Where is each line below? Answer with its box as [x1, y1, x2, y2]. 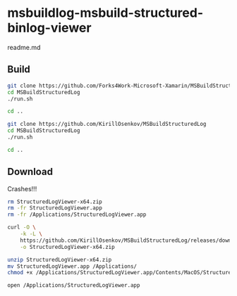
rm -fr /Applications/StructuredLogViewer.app [7, 211, 147, 219]
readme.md [7, 43, 41, 51]
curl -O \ [7, 224, 37, 231]
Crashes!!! [7, 184, 37, 193]
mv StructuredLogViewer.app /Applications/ [7, 262, 138, 270]
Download [7, 166, 53, 178]
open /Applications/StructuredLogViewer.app [7, 282, 140, 289]
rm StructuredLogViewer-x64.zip [7, 198, 102, 205]
